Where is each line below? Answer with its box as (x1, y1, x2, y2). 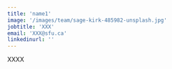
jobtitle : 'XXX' (7, 23, 55, 30)
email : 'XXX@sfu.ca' (7, 29, 68, 37)
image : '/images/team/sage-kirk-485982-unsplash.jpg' (7, 17, 168, 24)
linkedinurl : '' (7, 36, 55, 43)
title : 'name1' (7, 10, 52, 17)
